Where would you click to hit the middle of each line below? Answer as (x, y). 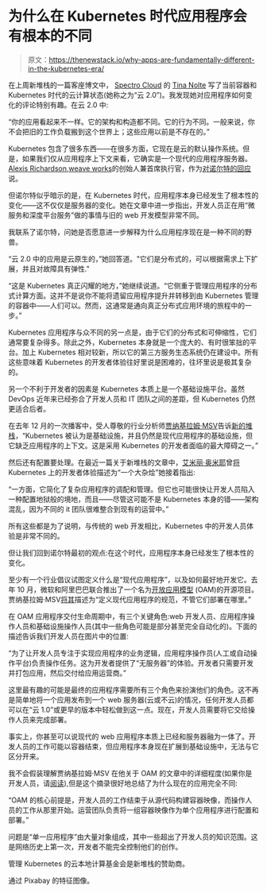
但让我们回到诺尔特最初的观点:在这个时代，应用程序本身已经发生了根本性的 (131, 552)
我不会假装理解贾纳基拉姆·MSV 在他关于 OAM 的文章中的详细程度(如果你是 (130, 773)
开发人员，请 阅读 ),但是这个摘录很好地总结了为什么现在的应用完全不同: (123, 783)
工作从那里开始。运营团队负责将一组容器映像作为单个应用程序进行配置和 (140, 810)
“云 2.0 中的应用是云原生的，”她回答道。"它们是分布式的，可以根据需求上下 (130, 258)
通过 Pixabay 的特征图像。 (51, 880)
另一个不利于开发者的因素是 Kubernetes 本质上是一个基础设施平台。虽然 (126, 389)
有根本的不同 (50, 36)
